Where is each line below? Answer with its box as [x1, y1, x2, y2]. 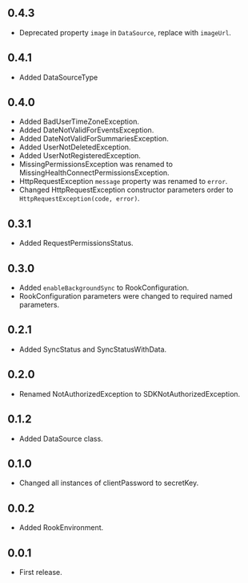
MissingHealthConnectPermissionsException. [18, 168, 170, 177]
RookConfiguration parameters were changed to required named [18, 291, 233, 301]
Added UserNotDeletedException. [18, 142, 131, 152]
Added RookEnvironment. [18, 523, 104, 532]
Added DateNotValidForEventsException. [18, 125, 154, 135]
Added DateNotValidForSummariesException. [18, 134, 169, 144]
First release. [18, 567, 62, 577]
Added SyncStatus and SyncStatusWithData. [18, 344, 167, 354]
